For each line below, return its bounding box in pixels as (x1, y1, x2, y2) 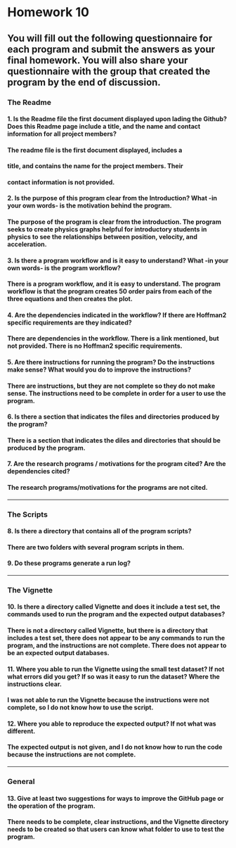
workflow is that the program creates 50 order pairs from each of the (7, 287, 212, 296)
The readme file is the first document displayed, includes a (7, 146, 183, 154)
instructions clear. (7, 680, 62, 688)
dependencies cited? (7, 467, 70, 476)
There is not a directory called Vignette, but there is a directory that (7, 626, 209, 635)
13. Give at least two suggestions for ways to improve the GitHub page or (7, 794, 224, 802)
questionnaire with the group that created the (7, 65, 211, 77)
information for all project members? (7, 129, 117, 138)
